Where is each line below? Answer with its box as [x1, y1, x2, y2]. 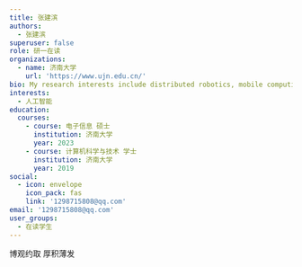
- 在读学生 [17, 222, 53, 231]
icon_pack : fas [25, 189, 83, 198]
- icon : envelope [17, 181, 83, 190]
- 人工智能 [17, 96, 53, 106]
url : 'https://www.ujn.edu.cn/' [25, 72, 147, 81]
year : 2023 [32, 138, 75, 147]
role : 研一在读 [9, 47, 61, 56]
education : [9, 105, 50, 114]
